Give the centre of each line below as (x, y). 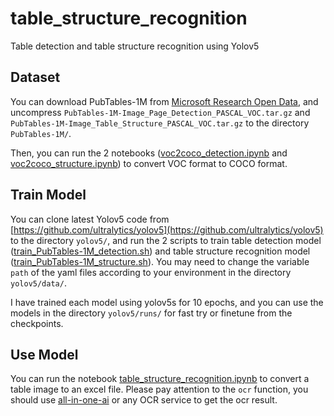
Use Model (44, 354)
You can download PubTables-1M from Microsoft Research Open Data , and (164, 101)
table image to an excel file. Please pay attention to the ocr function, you (159, 389)
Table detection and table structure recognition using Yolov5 (135, 46)
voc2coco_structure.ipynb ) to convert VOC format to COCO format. (149, 163)
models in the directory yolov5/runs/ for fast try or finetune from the (151, 313)
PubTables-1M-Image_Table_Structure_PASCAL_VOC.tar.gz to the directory (160, 123)
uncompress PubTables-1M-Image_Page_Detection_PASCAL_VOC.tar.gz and (160, 112)
